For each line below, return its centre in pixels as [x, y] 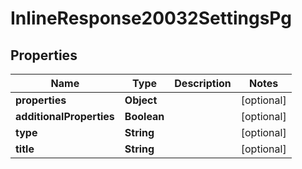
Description [203, 83]
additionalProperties [65, 116]
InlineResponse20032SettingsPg [151, 18]
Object [141, 100]
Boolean [144, 116]
